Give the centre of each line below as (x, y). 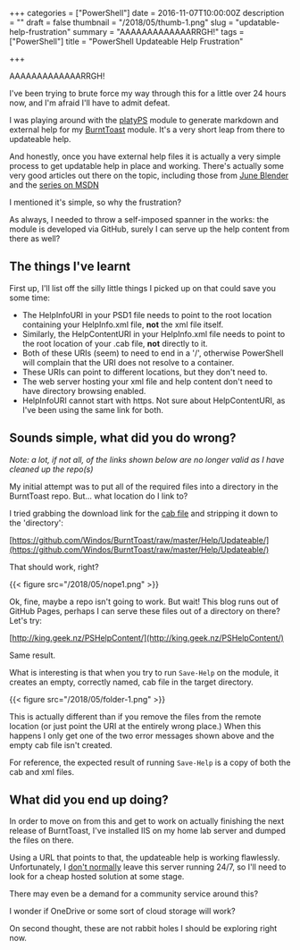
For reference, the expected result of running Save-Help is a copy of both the (150, 762)
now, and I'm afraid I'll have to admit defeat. (90, 103)
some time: (30, 298)
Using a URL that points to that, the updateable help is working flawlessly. (145, 858)
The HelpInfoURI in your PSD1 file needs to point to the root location (147, 315)
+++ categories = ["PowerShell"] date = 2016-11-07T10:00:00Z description (147, 13)
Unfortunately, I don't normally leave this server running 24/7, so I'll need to (148, 867)
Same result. (33, 655)
